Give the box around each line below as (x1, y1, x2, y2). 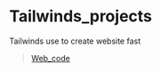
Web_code (30, 52, 71, 63)
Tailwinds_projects (9, 6, 153, 27)
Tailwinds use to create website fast (9, 36, 141, 46)
